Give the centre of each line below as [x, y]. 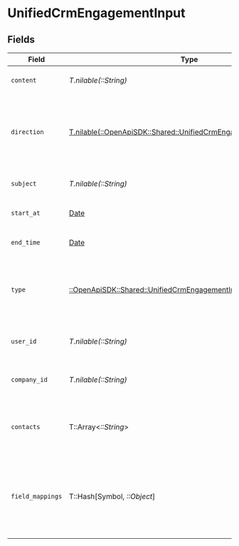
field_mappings [37, 496]
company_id [29, 380]
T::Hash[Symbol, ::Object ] [112, 496]
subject [24, 184]
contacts [26, 427]
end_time [26, 243]
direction [27, 132]
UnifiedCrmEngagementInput [97, 13]
